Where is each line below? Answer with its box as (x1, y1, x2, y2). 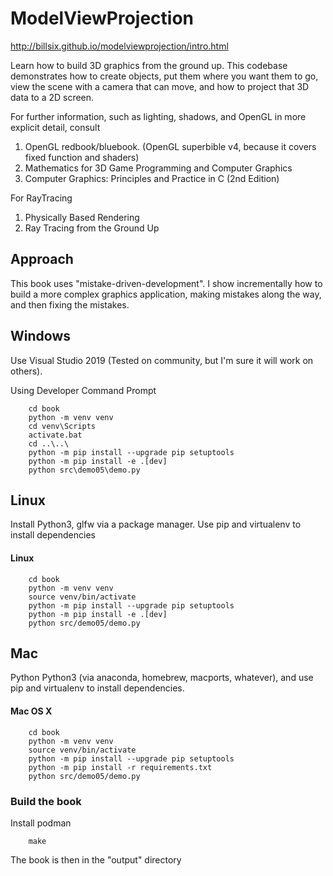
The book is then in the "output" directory (10, 853, 182, 866)
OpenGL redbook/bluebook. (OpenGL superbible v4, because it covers (24, 140, 317, 152)
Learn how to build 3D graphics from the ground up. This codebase (10, 59, 288, 71)
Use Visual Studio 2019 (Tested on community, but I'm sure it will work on (10, 354, 314, 366)
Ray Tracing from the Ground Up (24, 222, 160, 234)
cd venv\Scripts (28, 421, 97, 431)
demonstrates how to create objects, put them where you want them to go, (10, 70, 319, 82)
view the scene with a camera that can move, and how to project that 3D (10, 80, 310, 92)
